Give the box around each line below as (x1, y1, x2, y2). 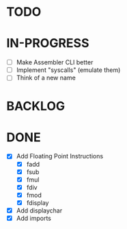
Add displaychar (16, 206, 63, 215)
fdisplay (26, 198, 49, 206)
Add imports (16, 214, 52, 222)
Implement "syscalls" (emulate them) (16, 66, 121, 74)
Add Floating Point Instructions (16, 152, 104, 160)
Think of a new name (16, 73, 76, 82)
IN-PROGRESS (6, 36, 89, 51)
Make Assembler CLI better (16, 58, 94, 67)
